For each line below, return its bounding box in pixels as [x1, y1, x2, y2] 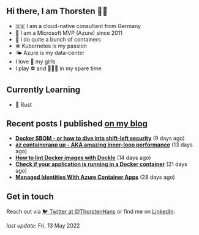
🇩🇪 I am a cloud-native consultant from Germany [15, 22, 141, 29]
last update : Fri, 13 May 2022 [6, 222, 80, 230]
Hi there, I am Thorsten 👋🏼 [6, 6, 108, 16]
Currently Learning [6, 85, 81, 95]
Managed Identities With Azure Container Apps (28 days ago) [15, 173, 176, 181]
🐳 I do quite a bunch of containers [15, 35, 101, 43]
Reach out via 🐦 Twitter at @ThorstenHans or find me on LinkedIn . [6, 208, 176, 215]
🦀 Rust [15, 101, 32, 108]
